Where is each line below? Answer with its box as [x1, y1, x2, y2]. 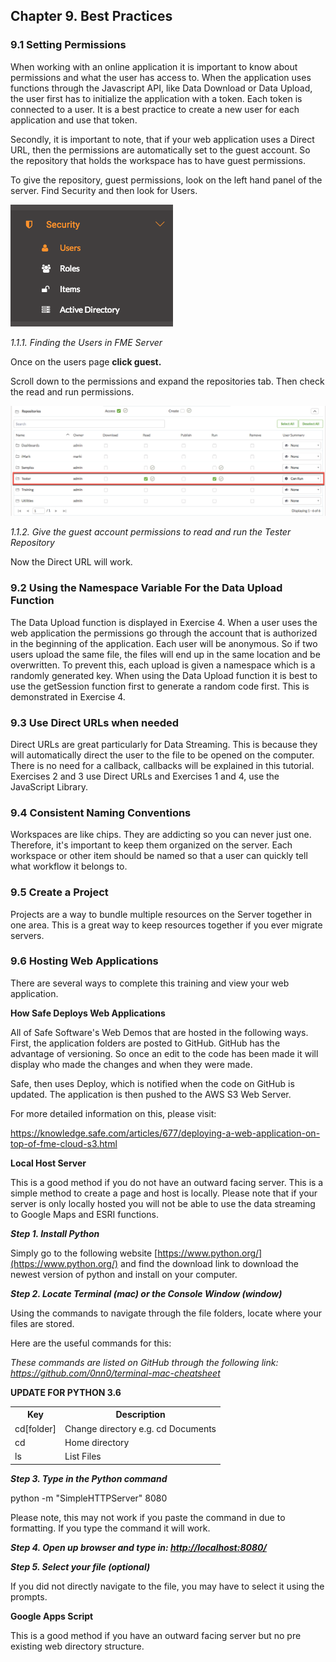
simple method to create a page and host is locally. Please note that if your [10, 1187, 318, 1199]
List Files [64, 1450, 102, 1463]
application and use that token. [10, 114, 138, 126]
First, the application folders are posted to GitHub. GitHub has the [10, 1037, 281, 1049]
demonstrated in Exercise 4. [10, 690, 126, 703]
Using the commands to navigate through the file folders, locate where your [10, 1307, 323, 1319]
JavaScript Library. [10, 780, 88, 793]
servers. [10, 929, 45, 941]
